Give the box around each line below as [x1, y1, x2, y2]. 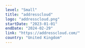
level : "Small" [5, 7, 37, 12]
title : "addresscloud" [5, 12, 53, 17]
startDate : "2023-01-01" [5, 21, 58, 26]
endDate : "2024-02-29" [5, 26, 53, 31]
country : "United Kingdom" [5, 35, 62, 40]
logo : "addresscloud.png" [5, 16, 60, 21]
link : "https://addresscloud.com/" [5, 30, 80, 35]
